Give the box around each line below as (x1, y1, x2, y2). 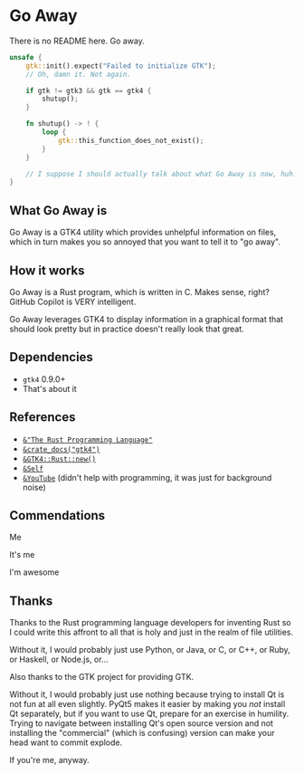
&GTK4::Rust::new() (22, 454, 97, 463)
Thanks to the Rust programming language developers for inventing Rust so (9, 617, 291, 628)
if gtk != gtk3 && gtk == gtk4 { (25, 86, 152, 95)
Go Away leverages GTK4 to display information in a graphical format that (9, 313, 283, 324)
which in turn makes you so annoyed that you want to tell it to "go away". (9, 236, 281, 247)
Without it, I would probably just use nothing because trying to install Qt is (9, 689, 285, 700)
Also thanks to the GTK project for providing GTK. (9, 672, 195, 683)
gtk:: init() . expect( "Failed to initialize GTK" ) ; (25, 61, 217, 71)
